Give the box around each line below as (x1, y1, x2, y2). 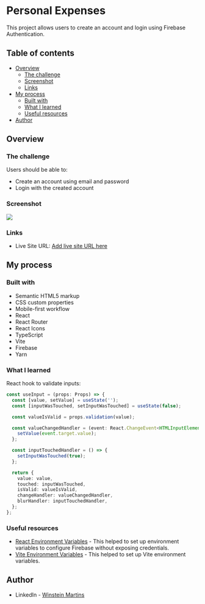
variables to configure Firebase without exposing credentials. (15, 544, 170, 551)
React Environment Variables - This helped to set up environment (15, 538, 179, 545)
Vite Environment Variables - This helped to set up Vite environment (15, 551, 186, 558)
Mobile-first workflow (15, 305, 70, 312)
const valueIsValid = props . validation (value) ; (12, 413, 135, 420)
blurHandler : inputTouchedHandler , (17, 498, 108, 504)
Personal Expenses (6, 4, 106, 18)
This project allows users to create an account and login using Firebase (6, 24, 186, 31)
